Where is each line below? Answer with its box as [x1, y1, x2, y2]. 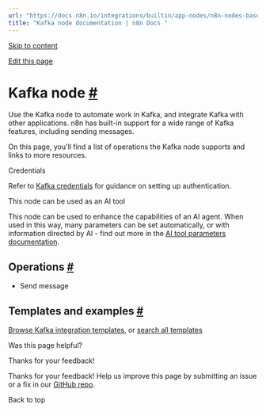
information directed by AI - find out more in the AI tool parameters [8, 229, 226, 238]
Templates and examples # [8, 304, 144, 318]
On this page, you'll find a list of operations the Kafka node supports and [8, 142, 245, 151]
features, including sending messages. [8, 127, 135, 136]
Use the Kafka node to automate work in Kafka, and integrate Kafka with [8, 110, 244, 120]
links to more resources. [8, 151, 87, 160]
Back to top [8, 395, 46, 405]
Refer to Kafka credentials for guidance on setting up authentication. [8, 181, 232, 191]
